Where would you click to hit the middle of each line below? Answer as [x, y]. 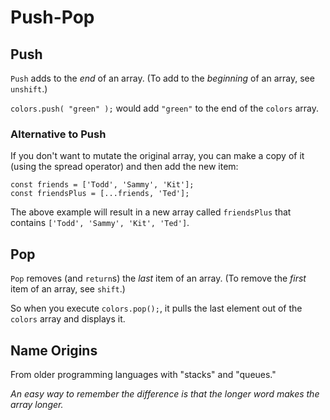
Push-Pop [52, 17]
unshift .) [29, 89]
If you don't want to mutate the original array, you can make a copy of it [157, 156]
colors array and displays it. [68, 319]
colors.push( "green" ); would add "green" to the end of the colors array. [165, 108]
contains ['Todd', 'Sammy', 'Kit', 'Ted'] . [100, 223]
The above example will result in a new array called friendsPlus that [151, 212]
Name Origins [54, 350]
